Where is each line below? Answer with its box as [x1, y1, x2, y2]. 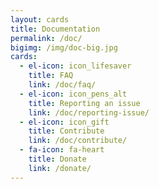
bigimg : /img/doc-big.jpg [10, 42, 118, 53]
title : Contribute [28, 126, 105, 136]
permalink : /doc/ [10, 33, 83, 43]
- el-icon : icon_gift [19, 117, 110, 127]
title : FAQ [28, 71, 74, 81]
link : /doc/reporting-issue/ [28, 107, 150, 118]
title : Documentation [10, 24, 101, 34]
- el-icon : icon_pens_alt [19, 89, 128, 99]
